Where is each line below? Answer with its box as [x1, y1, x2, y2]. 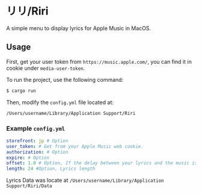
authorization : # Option [6, 149, 69, 155]
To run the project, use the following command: [6, 76, 124, 83]
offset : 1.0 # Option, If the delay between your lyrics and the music [6, 160, 189, 166]
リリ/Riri [6, 4, 49, 18]
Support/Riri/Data [6, 183, 52, 189]
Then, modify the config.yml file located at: [6, 99, 114, 106]
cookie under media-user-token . [6, 64, 85, 72]
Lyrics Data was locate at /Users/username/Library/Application [6, 177, 164, 184]
